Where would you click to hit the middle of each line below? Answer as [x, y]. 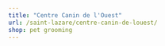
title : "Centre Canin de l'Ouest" [65, 15]
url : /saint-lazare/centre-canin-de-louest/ [83, 23]
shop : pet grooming [40, 30]
